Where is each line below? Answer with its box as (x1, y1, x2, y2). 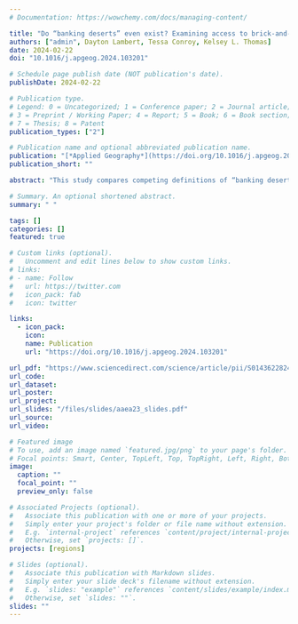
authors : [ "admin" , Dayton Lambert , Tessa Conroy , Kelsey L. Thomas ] (9, 37, 272, 46)
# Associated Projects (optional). (9, 503, 141, 512)
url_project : (9, 396, 58, 405)
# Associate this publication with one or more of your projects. (9, 511, 268, 520)
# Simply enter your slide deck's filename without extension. (9, 577, 255, 586)
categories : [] (9, 224, 66, 234)
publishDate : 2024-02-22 (9, 78, 101, 87)
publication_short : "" (9, 160, 93, 169)
